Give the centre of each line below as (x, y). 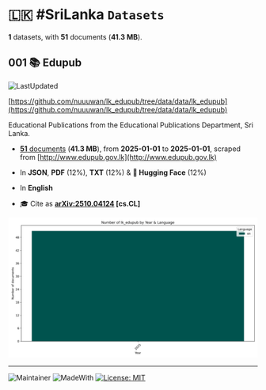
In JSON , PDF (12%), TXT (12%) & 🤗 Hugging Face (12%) (113, 172)
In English (36, 187)
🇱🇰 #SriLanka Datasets (86, 15)
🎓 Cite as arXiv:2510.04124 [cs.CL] (80, 203)
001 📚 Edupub (45, 63)
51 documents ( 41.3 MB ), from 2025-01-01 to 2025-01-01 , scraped (130, 149)
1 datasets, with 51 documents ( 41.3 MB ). (75, 36)
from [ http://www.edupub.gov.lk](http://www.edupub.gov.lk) (118, 157)
